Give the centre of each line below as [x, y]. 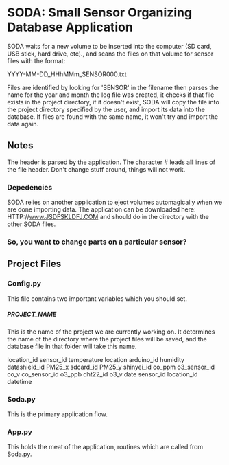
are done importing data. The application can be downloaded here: [101, 209]
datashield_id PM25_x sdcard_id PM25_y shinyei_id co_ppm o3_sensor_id [111, 367]
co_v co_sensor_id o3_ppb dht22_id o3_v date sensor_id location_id [103, 374]
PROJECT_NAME [32, 315]
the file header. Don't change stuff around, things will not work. [96, 169]
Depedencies [30, 187]
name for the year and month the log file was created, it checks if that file [111, 95]
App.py [20, 432]
